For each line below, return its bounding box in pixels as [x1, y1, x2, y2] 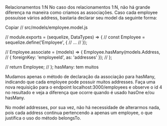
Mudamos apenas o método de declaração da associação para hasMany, [5, 74, 156, 79]
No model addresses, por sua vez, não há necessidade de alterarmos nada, [5, 105, 161, 110]
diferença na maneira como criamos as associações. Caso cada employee [5, 9, 158, 15]
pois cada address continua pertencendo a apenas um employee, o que [5, 110, 153, 116]
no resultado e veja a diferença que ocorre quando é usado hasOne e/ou [5, 90, 155, 95]
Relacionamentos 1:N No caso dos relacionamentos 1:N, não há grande [5, 4, 151, 10]
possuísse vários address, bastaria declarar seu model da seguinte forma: [5, 15, 158, 20]
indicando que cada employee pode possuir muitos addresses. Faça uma [5, 79, 156, 85]
